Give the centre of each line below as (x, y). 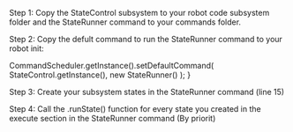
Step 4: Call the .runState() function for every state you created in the (135, 109)
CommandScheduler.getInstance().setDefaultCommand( (112, 66)
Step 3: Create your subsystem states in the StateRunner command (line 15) (147, 92)
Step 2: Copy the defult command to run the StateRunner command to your (146, 39)
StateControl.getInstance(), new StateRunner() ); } (100, 75)
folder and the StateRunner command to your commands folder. (125, 22)
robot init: (26, 48)
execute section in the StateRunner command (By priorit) (113, 118)
